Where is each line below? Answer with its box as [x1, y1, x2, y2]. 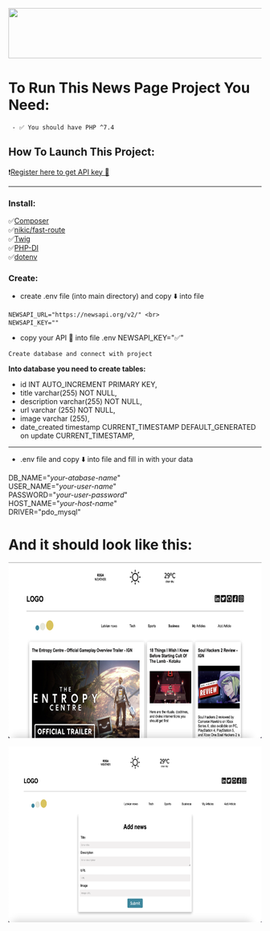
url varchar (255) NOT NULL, [19, 406, 116, 415]
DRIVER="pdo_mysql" [8, 507, 81, 517]
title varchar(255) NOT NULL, [19, 388, 117, 398]
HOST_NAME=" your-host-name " [8, 499, 118, 508]
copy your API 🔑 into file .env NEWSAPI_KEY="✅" [19, 333, 184, 343]
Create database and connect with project [8, 350, 153, 358]
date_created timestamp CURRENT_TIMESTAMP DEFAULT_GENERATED [19, 423, 256, 432]
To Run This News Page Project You [8, 79, 251, 97]
